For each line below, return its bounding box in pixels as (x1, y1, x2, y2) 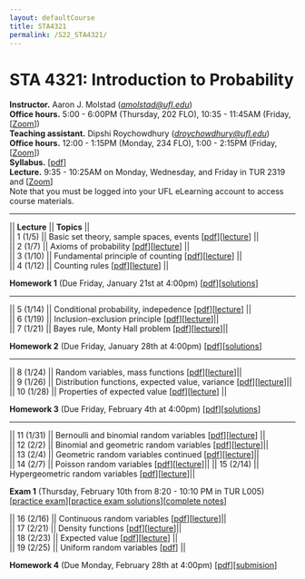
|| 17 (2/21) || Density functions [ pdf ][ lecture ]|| (9, 523, 182, 534)
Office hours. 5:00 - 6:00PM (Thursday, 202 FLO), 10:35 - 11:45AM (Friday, (9, 109, 291, 120)
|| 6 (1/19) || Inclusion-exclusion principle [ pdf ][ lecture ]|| (9, 314, 220, 325)
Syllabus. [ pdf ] (9, 157, 66, 168)
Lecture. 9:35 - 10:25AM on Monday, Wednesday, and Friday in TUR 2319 (9, 167, 286, 178)
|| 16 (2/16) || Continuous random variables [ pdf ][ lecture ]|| (9, 514, 227, 525)
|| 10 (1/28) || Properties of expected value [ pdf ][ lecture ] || (9, 387, 227, 397)
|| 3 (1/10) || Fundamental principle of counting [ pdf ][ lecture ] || (9, 250, 242, 261)
